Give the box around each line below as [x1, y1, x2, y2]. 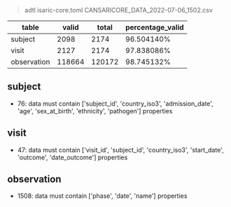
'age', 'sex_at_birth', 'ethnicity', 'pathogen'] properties [17, 106, 173, 115]
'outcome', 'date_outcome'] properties [17, 153, 128, 162]
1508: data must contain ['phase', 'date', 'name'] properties [17, 192, 188, 200]
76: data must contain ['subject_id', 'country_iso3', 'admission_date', [17, 99, 213, 108]
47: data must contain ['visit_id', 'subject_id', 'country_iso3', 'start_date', [17, 145, 224, 154]
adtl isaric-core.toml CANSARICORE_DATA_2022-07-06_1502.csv [24, 6, 213, 14]
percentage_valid [125, 22, 184, 32]
